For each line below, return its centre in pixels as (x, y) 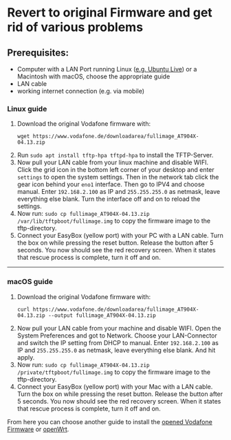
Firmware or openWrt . (38, 429)
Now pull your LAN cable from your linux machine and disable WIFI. (112, 162)
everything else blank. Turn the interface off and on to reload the (109, 199)
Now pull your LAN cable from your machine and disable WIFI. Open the (119, 328)
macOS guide (30, 282)
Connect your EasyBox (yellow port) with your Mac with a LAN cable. (115, 386)
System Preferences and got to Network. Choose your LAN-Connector (117, 335)
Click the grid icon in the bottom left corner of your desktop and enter (115, 170)
